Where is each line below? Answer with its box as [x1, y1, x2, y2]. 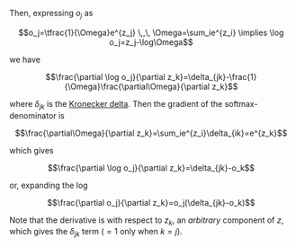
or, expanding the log [9, 180, 88, 190]
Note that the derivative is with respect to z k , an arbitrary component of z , [9, 215, 284, 227]
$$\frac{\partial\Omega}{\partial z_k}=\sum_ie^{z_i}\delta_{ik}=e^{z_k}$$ [14, 128, 288, 138]
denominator [9, 110, 57, 120]
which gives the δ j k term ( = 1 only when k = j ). [9, 226, 183, 239]
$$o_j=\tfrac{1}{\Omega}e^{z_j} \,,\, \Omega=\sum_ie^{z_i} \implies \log [18, 27, 284, 38]
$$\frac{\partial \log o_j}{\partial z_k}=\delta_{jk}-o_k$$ [47, 162, 256, 173]
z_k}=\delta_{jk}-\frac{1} [166, 71, 257, 82]
